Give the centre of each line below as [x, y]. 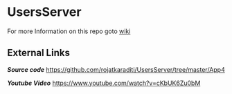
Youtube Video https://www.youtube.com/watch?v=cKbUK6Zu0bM [104, 83]
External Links [39, 53]
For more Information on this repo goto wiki [69, 31]
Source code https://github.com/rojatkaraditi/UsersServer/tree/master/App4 [116, 69]
